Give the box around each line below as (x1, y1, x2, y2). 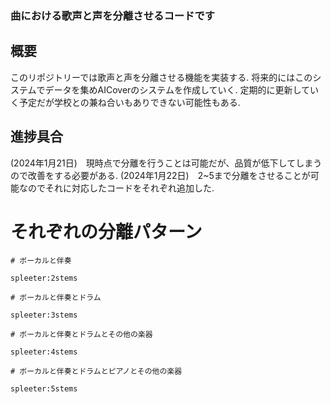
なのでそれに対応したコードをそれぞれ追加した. (18, 182, 215, 194)
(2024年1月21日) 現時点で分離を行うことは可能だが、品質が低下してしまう (10, 157, 323, 169)
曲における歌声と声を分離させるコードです (10, 8, 216, 22)
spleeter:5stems (10, 384, 78, 394)
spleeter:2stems (10, 273, 78, 284)
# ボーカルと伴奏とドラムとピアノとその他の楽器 (10, 367, 183, 377)
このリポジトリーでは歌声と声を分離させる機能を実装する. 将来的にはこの (10, 71, 313, 83)
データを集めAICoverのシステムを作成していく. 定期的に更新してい (44, 83, 320, 96)
